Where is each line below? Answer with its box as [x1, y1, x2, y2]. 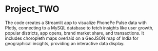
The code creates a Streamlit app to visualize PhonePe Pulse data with [5, 20, 147, 25]
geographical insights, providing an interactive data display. [5, 40, 125, 46]
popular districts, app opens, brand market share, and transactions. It [5, 30, 144, 36]
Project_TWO [5, 3, 59, 15]
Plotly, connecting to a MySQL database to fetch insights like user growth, [5, 25, 154, 30]
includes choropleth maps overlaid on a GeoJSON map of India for [5, 35, 138, 41]
